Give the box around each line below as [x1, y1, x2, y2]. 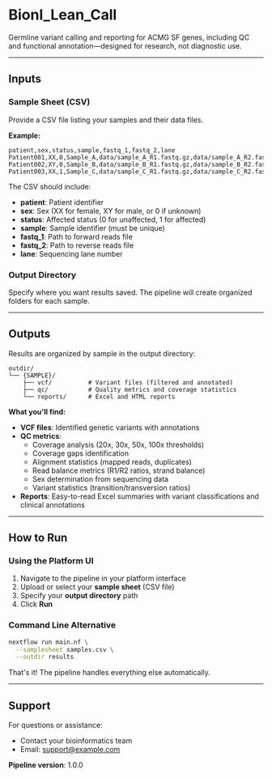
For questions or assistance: [8, 721, 103, 730]
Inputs [8, 72, 42, 86]
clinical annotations [19, 500, 85, 509]
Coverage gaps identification [32, 448, 130, 458]
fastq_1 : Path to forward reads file [19, 232, 134, 241]
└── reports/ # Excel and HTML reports [23, 393, 176, 401]
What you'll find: [8, 406, 66, 416]
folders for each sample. [8, 295, 91, 305]
